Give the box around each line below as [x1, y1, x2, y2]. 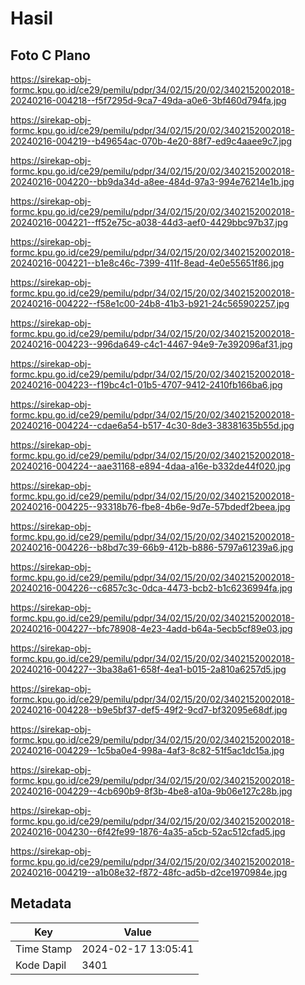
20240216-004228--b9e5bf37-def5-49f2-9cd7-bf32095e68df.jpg [10, 704, 288, 716]
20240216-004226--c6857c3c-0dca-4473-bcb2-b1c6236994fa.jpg [10, 582, 293, 594]
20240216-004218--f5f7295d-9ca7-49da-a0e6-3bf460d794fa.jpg [10, 95, 287, 106]
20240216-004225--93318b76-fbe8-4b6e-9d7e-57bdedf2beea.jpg [10, 501, 291, 512]
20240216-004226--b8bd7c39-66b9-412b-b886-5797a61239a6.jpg [10, 542, 294, 553]
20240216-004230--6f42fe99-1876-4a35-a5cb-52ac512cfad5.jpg [10, 826, 286, 837]
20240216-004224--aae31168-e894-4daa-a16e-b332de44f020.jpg [10, 460, 291, 472]
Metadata [10, 895, 72, 912]
